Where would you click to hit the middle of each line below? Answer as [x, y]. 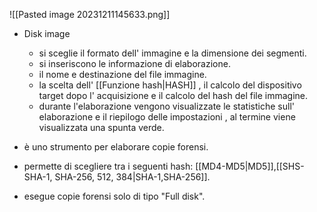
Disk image [47, 33]
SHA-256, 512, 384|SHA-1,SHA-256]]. [132, 177]
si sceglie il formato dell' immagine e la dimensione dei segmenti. [172, 53]
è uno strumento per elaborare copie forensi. [116, 147]
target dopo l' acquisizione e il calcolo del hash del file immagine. [173, 95]
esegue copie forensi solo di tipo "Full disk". [114, 196]
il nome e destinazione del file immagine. [122, 74]
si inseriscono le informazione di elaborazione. [134, 63]
